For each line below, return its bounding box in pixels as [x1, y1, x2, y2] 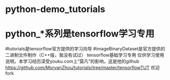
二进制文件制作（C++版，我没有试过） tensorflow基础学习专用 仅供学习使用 [5, 52, 164, 58]
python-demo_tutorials [5, 4, 105, 15]
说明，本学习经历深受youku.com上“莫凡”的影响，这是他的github [5, 58, 139, 64]
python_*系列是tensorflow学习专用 [5, 28, 155, 40]
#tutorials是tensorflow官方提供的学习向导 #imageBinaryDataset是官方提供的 [5, 46, 165, 52]
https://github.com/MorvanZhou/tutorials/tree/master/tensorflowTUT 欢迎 [5, 64, 160, 71]
